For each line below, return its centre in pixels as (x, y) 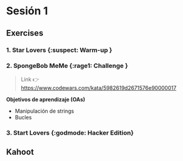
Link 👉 (30, 79)
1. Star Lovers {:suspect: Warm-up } (59, 50)
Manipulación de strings (44, 111)
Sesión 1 (27, 11)
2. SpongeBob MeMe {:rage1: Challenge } (67, 66)
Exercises (25, 33)
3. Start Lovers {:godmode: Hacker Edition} (70, 132)
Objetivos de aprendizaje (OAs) (46, 99)
